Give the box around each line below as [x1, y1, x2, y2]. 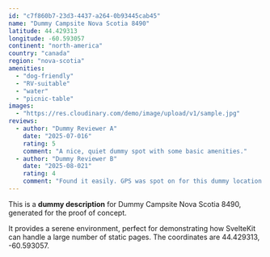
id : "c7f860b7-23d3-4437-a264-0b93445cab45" [8, 11, 161, 20]
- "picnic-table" [15, 95, 74, 103]
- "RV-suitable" [15, 79, 70, 87]
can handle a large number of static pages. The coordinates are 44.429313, [8, 232, 260, 242]
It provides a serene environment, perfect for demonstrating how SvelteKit [8, 223, 256, 233]
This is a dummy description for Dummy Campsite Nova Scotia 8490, [8, 199, 242, 209]
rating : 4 [23, 170, 57, 178]
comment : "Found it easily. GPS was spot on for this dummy [23, 177, 230, 186]
